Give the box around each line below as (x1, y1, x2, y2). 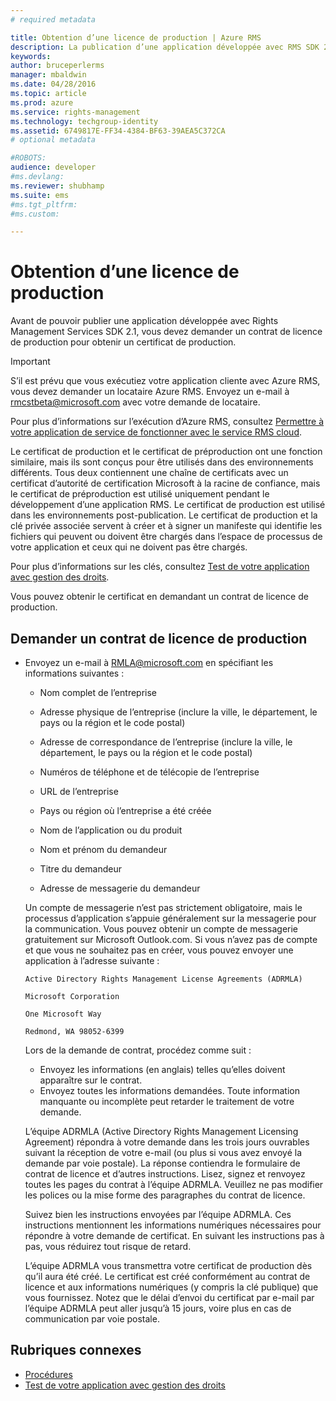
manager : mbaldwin (10, 70, 87, 80)
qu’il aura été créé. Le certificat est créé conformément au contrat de (24, 1271, 311, 1282)
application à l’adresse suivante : (24, 955, 160, 966)
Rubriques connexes (10, 1342, 142, 1359)
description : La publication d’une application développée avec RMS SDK (10, 42, 320, 52)
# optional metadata (10, 135, 97, 145)
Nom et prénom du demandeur (39, 844, 168, 855)
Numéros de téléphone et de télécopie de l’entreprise (39, 766, 260, 778)
